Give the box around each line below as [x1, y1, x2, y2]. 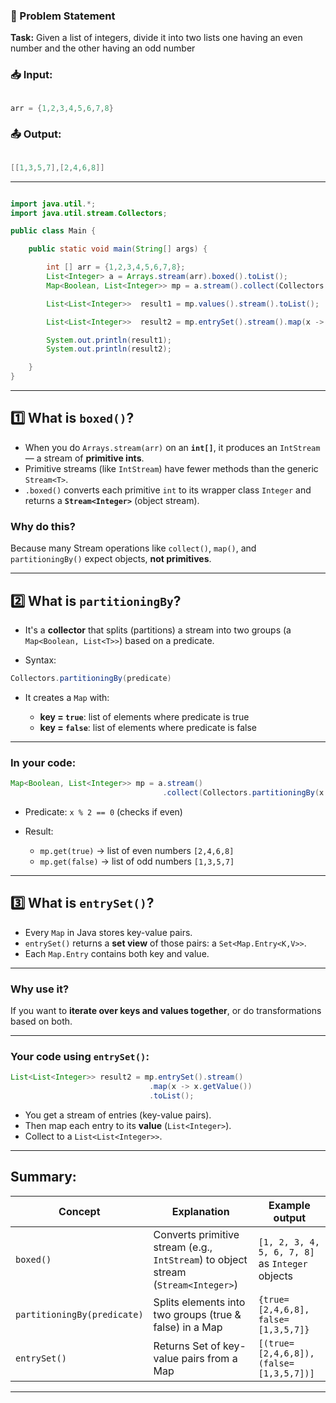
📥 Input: [10, 68, 53, 82]
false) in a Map [153, 1320, 223, 1334]
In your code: [10, 755, 77, 769]
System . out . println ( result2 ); [46, 344, 172, 354]
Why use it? [10, 982, 70, 996]
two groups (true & [153, 1307, 242, 1321]
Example [268, 1198, 311, 1212]
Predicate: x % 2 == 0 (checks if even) [24, 805, 183, 818]
